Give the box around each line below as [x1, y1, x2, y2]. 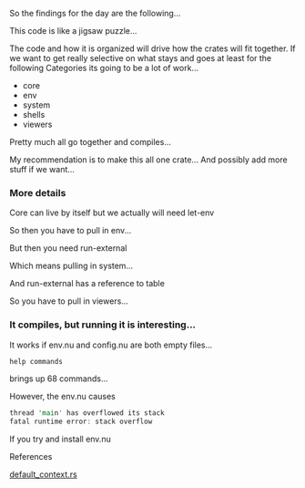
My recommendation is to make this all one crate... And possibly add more [9, 154, 289, 165]
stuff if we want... [9, 164, 76, 174]
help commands [9, 357, 64, 366]
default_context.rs [9, 469, 77, 480]
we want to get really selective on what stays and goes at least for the [9, 53, 272, 63]
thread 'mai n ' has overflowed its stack [9, 409, 166, 418]
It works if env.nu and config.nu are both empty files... [9, 339, 213, 350]
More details [9, 186, 66, 199]
